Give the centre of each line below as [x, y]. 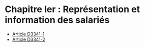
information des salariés [57, 20]
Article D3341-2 [28, 39]
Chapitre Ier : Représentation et [72, 9]
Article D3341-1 [28, 34]
